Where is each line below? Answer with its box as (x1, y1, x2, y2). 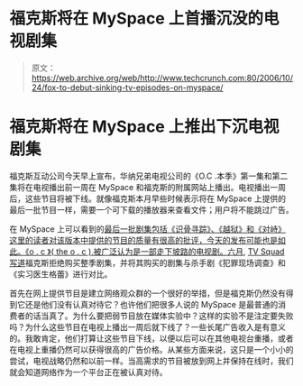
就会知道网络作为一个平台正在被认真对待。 (9, 366, 168, 377)
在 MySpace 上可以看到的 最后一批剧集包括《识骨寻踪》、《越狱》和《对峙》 (9, 223, 287, 234)
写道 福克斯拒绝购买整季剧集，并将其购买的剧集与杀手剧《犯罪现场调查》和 (9, 257, 286, 268)
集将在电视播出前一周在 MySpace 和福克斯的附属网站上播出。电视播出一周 (9, 181, 287, 192)
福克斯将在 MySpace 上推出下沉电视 (9, 116, 280, 137)
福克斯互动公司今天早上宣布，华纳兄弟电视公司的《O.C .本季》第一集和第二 (9, 170, 289, 181)
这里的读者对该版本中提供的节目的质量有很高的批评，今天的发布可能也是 (9, 234, 278, 245)
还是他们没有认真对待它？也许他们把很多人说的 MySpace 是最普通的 (24, 299, 279, 309)
